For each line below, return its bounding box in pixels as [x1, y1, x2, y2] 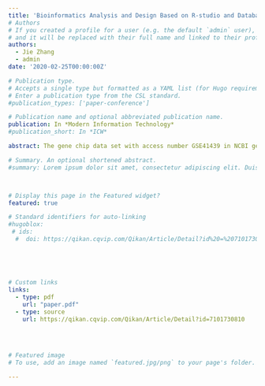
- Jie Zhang [15, 48, 55, 56]
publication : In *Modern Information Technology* [8, 121, 175, 128]
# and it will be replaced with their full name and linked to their [8, 33, 242, 42]
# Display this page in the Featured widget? [8, 191, 160, 199]
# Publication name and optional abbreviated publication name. [8, 113, 224, 121]
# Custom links [8, 279, 58, 287]
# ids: [11, 228, 34, 236]
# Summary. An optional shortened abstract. [8, 156, 157, 164]
